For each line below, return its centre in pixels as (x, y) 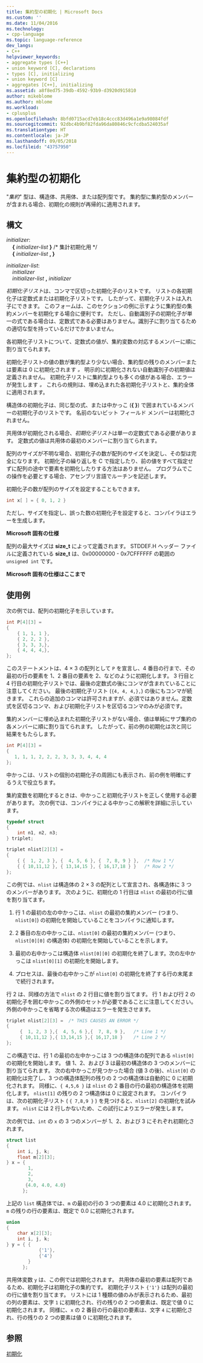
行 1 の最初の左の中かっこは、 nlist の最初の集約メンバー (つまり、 (98, 912)
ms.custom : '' (24, 18)
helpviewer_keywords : (34, 57)
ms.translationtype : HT (36, 130)
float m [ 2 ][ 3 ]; (36, 1157)
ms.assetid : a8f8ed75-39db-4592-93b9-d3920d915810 (71, 91)
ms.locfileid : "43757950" (39, 147)
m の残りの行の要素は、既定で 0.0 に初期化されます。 (72, 1211)
